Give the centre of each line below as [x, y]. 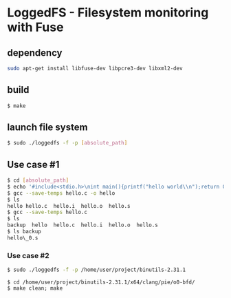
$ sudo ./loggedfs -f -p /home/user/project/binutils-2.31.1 [97, 270]
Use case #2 [28, 255]
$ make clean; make [35, 288]
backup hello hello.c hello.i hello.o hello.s [82, 225]
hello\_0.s [23, 238]
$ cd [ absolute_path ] [38, 180]
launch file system [47, 127]
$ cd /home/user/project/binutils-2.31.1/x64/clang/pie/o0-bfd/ [101, 282]
